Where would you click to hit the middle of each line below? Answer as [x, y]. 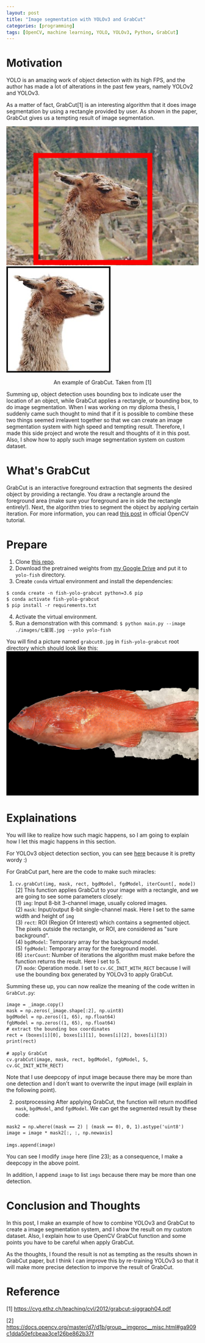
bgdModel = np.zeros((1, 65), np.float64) [61, 1017]
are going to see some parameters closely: [69, 896]
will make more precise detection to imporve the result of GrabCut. [90, 1267]
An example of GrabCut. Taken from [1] [103, 382]
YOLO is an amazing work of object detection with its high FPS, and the [96, 80]
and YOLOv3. [23, 93]
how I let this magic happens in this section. [61, 841]
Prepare [27, 545]
